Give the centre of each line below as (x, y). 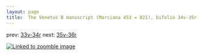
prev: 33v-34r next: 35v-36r (42, 34)
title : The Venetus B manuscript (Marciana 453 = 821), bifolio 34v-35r (102, 17)
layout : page (23, 12)
